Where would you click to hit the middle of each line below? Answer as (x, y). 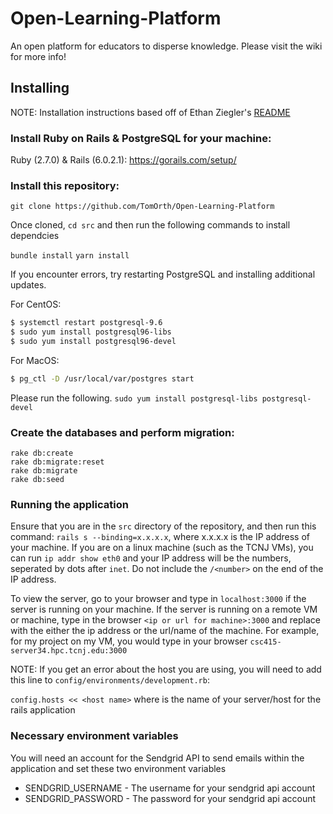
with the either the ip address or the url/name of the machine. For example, (165, 631)
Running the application (69, 505)
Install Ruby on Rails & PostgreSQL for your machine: (141, 138)
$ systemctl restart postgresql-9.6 (86, 323)
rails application (43, 710)
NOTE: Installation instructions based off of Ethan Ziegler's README (150, 112)
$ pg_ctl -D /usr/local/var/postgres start (102, 378)
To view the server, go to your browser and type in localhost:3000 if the (158, 599)
